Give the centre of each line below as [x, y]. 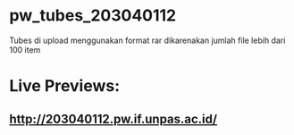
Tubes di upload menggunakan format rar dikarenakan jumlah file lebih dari [147, 40]
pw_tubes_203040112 [93, 16]
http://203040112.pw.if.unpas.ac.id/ [113, 118]
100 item [25, 49]
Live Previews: [65, 86]
